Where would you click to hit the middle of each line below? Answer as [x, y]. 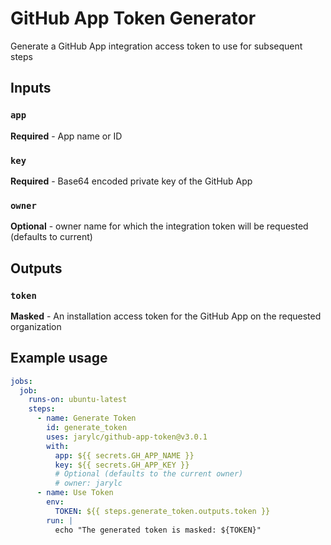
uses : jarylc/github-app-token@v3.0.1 [127, 437]
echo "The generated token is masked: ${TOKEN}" [158, 530]
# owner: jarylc [88, 483]
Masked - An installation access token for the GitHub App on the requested [166, 316]
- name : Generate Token [86, 418]
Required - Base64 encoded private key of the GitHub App [131, 181]
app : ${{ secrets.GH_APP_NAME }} [124, 455]
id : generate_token [87, 428]
